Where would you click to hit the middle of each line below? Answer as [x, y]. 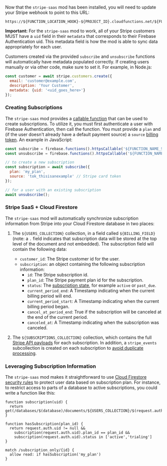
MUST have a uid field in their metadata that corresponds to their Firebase [81, 36]
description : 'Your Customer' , [42, 85]
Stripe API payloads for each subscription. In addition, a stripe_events [84, 343]
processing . [25, 353]
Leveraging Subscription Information [50, 366]
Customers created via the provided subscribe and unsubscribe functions [80, 56]
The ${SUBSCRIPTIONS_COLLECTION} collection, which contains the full [82, 337]
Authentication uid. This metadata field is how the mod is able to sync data [82, 41]
